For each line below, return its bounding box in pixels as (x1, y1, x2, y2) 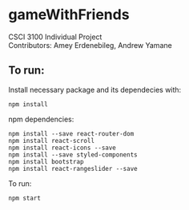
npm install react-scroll (8, 137, 94, 145)
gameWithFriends (8, 6, 130, 24)
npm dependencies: (8, 114, 74, 124)
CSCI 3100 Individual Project (8, 32, 103, 42)
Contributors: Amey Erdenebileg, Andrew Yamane (8, 40, 172, 50)
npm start (8, 194, 42, 202)
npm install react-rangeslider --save (8, 164, 138, 172)
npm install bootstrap (8, 157, 84, 165)
